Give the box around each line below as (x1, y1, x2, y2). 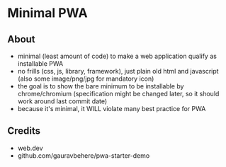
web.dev (17, 144, 44, 152)
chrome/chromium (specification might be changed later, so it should (17, 90, 220, 98)
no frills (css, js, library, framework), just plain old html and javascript (17, 67, 219, 75)
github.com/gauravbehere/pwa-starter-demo (17, 151, 150, 160)
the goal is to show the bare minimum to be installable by (17, 82, 184, 90)
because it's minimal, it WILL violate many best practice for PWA (17, 105, 206, 113)
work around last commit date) (17, 97, 108, 105)
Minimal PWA (7, 5, 88, 21)
